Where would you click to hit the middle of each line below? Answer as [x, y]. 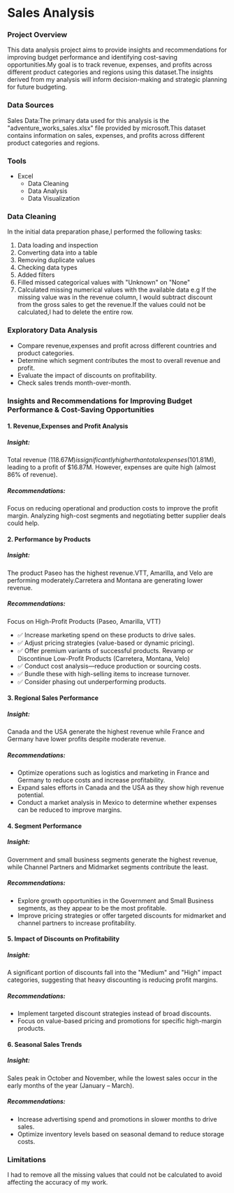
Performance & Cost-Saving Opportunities [81, 409]
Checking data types [47, 268]
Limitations [27, 1159]
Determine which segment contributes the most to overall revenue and [119, 360]
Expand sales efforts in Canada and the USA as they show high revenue [121, 787]
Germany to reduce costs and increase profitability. [91, 780]
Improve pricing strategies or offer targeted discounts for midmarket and [122, 915]
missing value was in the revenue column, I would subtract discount [115, 297]
